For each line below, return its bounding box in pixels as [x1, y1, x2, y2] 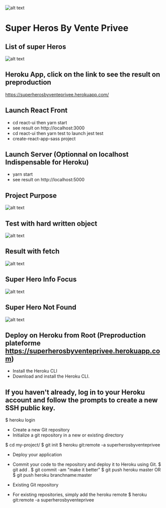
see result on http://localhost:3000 [12, 125, 85, 131]
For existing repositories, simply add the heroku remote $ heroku [12, 491, 147, 498]
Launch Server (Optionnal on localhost [5, 150, 129, 159]
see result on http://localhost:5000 [12, 177, 85, 183]
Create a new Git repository [12, 427, 70, 433]
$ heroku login [5, 417, 35, 423]
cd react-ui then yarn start [12, 119, 67, 125]
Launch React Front [5, 106, 68, 115]
